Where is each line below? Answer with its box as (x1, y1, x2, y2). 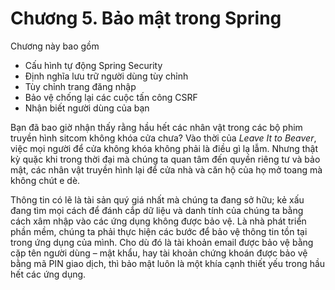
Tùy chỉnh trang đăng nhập (24, 80, 137, 92)
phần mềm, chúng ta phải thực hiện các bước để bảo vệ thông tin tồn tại (10, 225, 308, 237)
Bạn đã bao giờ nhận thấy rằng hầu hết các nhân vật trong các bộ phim (10, 121, 303, 133)
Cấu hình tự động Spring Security (24, 59, 163, 71)
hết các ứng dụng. (10, 268, 87, 280)
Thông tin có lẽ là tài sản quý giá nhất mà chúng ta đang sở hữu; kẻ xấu (10, 193, 305, 206)
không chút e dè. (10, 174, 81, 186)
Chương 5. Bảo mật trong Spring (10, 7, 282, 30)
